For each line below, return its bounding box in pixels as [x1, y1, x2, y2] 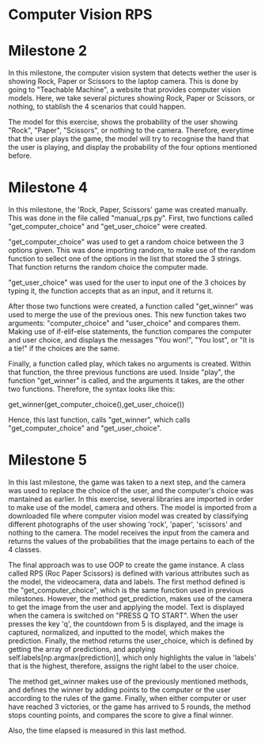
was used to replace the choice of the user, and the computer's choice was [8, 486, 255, 495]
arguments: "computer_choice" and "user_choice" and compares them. [8, 319, 241, 328]
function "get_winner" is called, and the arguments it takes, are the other [8, 376, 245, 385]
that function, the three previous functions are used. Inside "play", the [8, 367, 236, 377]
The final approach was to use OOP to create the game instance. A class [8, 561, 245, 569]
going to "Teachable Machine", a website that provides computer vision [8, 85, 241, 94]
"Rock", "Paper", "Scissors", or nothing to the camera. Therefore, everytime [8, 125, 255, 136]
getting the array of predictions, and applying [8, 645, 156, 653]
